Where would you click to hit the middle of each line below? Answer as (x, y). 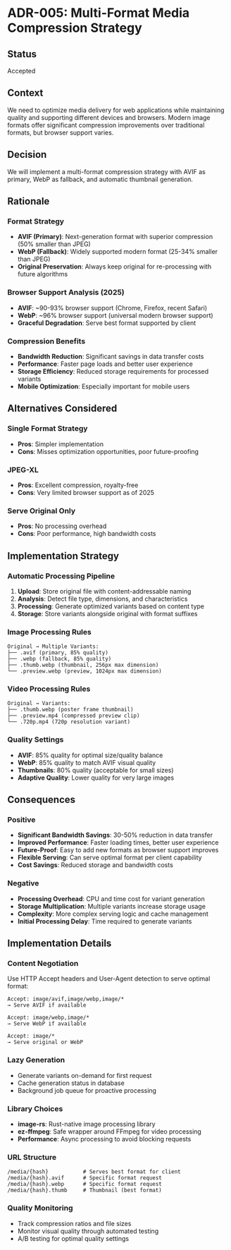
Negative (23, 883)
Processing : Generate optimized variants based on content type (111, 606)
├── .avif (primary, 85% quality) (58, 653)
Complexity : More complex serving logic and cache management (113, 914)
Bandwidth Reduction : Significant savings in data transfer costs (111, 356)
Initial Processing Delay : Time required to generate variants (105, 921)
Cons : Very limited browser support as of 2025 (86, 492)
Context (25, 93)
